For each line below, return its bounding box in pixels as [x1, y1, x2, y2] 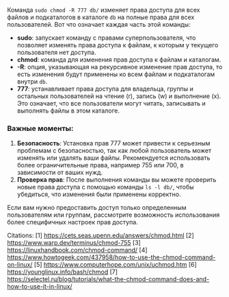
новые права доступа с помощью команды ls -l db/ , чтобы [16, 183, 194, 191]
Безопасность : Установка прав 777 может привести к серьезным [16, 139, 211, 147]
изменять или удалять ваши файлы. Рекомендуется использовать [16, 154, 211, 162]
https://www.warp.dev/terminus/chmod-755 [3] [7, 239, 142, 247]
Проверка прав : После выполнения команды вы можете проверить [16, 176, 217, 184]
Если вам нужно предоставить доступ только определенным [7, 204, 187, 212]
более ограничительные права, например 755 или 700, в [16, 161, 184, 169]
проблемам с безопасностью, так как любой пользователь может [16, 147, 212, 155]
